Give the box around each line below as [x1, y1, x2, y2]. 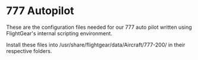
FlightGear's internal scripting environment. [6, 29, 113, 36]
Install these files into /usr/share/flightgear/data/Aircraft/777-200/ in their [6, 41, 186, 48]
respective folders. [6, 47, 52, 54]
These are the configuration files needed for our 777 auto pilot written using [6, 24, 192, 31]
